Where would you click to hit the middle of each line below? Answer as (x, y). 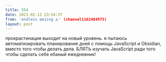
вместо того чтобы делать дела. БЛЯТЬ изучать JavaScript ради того (80, 49)
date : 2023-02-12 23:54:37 (34, 15)
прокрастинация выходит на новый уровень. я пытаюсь (66, 38)
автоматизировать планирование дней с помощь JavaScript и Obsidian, (83, 44)
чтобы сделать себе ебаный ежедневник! (51, 54)
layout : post (19, 24)
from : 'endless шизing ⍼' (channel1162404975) (56, 19)
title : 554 (17, 10)
